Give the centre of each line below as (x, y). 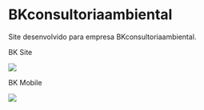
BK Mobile (25, 82)
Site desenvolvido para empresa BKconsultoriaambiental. (102, 37)
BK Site (20, 52)
